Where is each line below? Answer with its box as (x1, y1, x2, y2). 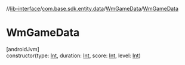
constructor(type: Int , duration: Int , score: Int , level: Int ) (6, 52, 141, 59)
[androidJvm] (6, 45, 40, 52)
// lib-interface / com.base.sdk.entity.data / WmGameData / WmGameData (6, 5, 179, 12)
